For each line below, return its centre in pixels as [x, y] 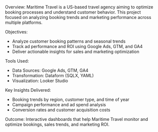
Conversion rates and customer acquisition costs [61, 110]
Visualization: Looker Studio [40, 81]
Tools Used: [17, 61]
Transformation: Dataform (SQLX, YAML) [53, 75]
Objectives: [16, 32]
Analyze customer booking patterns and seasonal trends [69, 41]
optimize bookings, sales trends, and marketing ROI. [57, 124]
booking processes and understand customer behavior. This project [73, 12]
